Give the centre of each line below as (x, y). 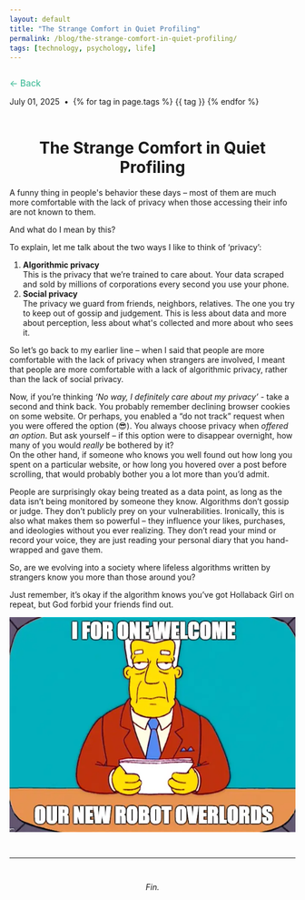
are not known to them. (53, 212)
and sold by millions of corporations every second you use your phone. (156, 284)
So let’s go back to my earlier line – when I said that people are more (137, 350)
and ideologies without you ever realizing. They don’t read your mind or (143, 531)
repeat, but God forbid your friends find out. (92, 604)
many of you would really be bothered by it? (92, 445)
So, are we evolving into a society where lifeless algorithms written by (140, 568)
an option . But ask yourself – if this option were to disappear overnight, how (151, 436)
